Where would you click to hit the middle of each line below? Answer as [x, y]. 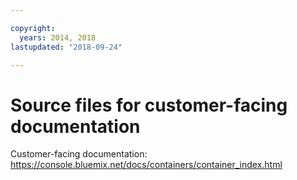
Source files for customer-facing [149, 105]
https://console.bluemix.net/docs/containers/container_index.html [146, 165]
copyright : [33, 28]
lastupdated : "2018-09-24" [66, 47]
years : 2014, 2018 [58, 37]
